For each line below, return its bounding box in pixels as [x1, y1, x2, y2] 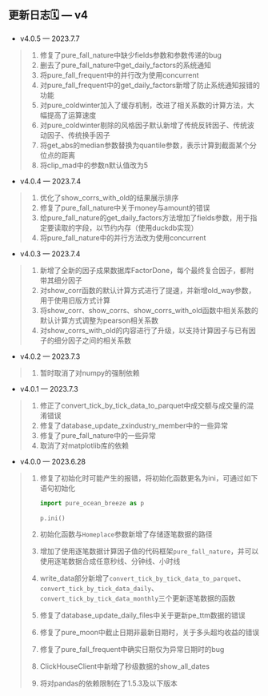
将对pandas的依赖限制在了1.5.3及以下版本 [39, 678, 178, 688]
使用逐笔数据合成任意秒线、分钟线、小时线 [39, 557, 181, 566]
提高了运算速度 [46, 110, 97, 119]
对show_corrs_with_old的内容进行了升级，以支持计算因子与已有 [39, 325, 250, 335]
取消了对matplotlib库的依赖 [39, 441, 130, 450]
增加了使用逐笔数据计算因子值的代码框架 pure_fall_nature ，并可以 [39, 546, 259, 556]
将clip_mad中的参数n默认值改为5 [39, 160, 149, 170]
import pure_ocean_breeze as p [39, 499, 145, 507]
